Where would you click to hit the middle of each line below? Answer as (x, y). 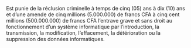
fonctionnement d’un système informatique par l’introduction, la (83, 27)
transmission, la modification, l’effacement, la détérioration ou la (83, 33)
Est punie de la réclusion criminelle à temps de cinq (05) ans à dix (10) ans (96, 8)
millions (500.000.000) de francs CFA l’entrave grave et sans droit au (89, 21)
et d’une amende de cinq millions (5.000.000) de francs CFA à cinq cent (93, 14)
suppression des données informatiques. (55, 39)
